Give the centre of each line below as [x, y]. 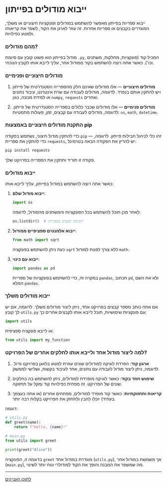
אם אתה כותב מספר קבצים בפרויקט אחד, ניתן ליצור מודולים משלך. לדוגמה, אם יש [82, 307]
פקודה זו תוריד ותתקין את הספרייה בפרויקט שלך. [50, 160]
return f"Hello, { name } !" [41, 427]
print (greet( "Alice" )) [29, 450]
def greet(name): [23, 422]
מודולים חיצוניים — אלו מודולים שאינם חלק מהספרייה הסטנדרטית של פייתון [84, 86]
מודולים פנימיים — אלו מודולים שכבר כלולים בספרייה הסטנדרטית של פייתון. [84, 107]
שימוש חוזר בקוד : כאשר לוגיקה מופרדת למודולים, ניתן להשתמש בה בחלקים [83, 378]
